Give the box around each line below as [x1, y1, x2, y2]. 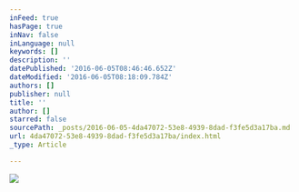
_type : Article [9, 140, 67, 149]
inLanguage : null [9, 38, 75, 48]
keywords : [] [9, 47, 59, 56]
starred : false [9, 115, 67, 124]
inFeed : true [9, 13, 59, 23]
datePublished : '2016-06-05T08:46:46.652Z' [9, 65, 177, 74]
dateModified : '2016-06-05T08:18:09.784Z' [9, 73, 173, 82]
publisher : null [9, 89, 71, 98]
